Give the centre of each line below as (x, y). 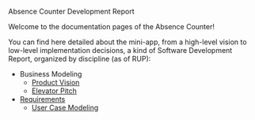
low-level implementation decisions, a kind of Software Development (120, 50)
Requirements (42, 99)
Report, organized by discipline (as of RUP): (80, 59)
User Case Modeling (65, 107)
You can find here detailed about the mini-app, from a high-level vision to (127, 42)
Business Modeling (51, 74)
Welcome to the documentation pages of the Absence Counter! (112, 26)
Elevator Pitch (54, 91)
